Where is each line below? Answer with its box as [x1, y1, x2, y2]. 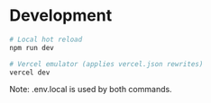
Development [9, 5, 113, 26]
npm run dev [9, 43, 54, 52]
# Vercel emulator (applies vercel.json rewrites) [9, 59, 204, 68]
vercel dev [9, 68, 50, 77]
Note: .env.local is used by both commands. [9, 84, 173, 95]
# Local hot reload [9, 35, 83, 44]
